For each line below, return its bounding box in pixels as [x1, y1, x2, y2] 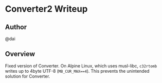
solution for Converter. [5, 73, 50, 79]
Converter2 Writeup [5, 3, 88, 15]
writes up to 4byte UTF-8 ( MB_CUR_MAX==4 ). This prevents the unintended [5, 68, 150, 74]
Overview [5, 50, 36, 58]
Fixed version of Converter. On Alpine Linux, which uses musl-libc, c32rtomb [5, 62, 157, 69]
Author [5, 23, 27, 31]
